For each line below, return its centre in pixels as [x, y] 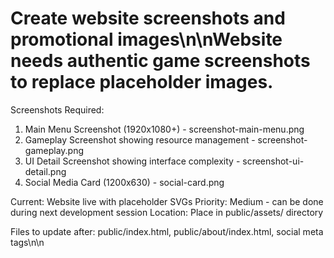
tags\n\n [27, 242]
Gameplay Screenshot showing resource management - [140, 139]
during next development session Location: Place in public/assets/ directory [167, 212]
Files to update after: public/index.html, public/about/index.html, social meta [167, 231]
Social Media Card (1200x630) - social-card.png [124, 182]
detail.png [45, 171]
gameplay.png [54, 150]
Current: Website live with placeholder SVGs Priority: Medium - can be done [167, 201]
